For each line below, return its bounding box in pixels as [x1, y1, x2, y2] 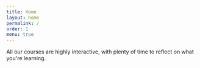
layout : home [6, 15, 40, 21]
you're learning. [6, 55, 46, 62]
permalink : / [6, 20, 40, 26]
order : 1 [6, 25, 29, 32]
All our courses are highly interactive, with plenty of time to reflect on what [6, 48, 194, 55]
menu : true [6, 32, 34, 38]
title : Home [6, 8, 37, 15]
